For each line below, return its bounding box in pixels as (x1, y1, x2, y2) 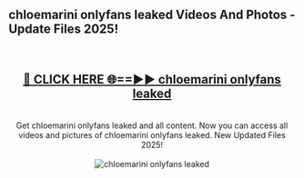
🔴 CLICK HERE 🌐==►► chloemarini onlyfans (23, 72, 281, 87)
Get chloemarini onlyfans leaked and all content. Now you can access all (15, 120, 289, 131)
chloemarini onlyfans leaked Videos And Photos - (8, 7, 296, 23)
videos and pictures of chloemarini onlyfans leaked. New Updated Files (18, 129, 286, 140)
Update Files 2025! (8, 22, 119, 37)
